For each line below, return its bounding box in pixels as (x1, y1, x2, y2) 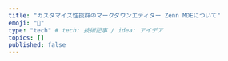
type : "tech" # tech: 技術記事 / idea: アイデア (8, 26, 164, 34)
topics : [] (8, 33, 45, 42)
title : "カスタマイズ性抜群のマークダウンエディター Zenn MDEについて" (8, 11, 222, 20)
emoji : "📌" (8, 19, 45, 27)
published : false (8, 41, 66, 49)
